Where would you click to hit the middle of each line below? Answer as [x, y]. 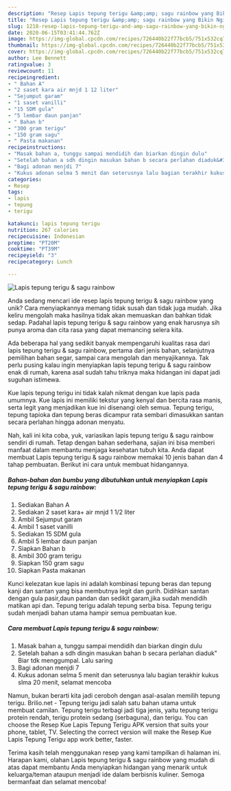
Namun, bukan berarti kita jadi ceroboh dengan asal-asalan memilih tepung [114, 695]
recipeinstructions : [37, 147]
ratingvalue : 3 [29, 64]
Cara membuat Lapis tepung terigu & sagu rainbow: [84, 628]
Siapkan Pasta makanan [52, 570]
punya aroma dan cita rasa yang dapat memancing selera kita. [96, 329]
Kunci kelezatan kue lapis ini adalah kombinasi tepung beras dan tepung [110, 583]
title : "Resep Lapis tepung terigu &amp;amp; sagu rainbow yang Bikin [111, 20]
